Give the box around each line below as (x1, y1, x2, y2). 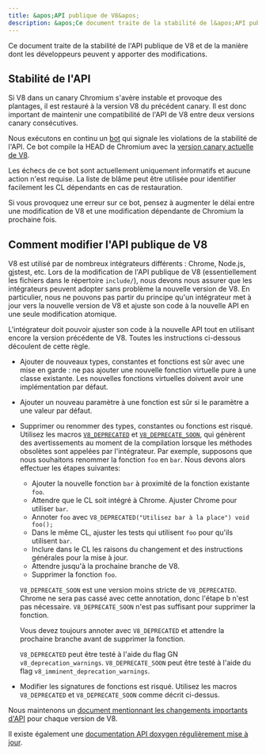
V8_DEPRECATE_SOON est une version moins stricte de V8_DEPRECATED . (19, 585, 237, 595)
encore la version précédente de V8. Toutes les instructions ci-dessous (8, 334, 241, 343)
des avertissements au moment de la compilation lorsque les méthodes (19, 438, 253, 448)
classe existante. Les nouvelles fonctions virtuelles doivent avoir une (19, 374, 244, 383)
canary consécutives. (8, 118, 79, 128)
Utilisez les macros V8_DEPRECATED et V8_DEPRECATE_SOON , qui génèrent (19, 429, 245, 440)
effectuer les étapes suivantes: (19, 463, 121, 473)
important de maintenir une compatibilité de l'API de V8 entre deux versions (8, 110, 255, 120)
